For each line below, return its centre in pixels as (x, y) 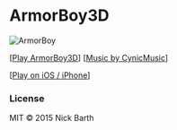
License (27, 98)
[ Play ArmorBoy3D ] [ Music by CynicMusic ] (89, 57)
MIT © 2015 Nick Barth (52, 118)
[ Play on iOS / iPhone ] (50, 75)
